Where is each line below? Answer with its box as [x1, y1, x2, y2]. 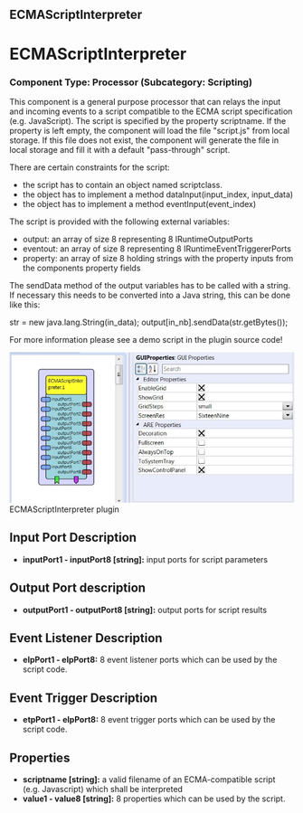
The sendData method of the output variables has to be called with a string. [9, 279, 291, 290]
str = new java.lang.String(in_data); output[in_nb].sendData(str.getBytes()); [9, 317, 289, 327]
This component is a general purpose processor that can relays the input [9, 96, 281, 107]
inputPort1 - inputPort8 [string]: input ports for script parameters [22, 553, 269, 564]
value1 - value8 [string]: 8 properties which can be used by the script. [22, 793, 286, 804]
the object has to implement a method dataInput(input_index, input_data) [22, 189, 294, 200]
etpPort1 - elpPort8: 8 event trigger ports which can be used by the [22, 714, 276, 725]
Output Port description [9, 581, 147, 596]
